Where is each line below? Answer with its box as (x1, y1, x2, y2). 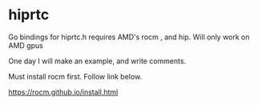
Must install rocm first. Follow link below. (8, 71, 143, 81)
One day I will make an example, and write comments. (8, 56, 187, 66)
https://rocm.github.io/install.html (8, 87, 119, 97)
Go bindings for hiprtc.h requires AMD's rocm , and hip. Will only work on (8, 32, 250, 42)
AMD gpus (8, 40, 44, 50)
